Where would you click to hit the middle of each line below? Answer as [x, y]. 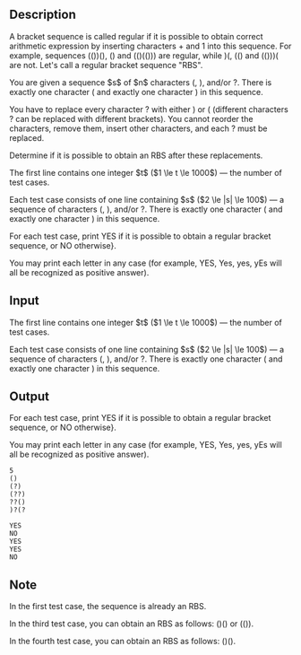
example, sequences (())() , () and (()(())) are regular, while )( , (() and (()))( [144, 55]
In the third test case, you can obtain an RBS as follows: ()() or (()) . [131, 624]
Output [29, 397]
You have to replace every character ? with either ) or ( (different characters [149, 109]
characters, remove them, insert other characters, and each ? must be [138, 128]
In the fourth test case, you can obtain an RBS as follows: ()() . [122, 642]
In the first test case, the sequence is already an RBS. [108, 607]
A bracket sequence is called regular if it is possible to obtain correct [136, 36]
